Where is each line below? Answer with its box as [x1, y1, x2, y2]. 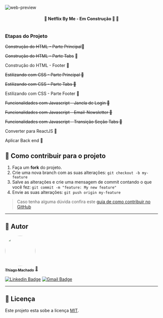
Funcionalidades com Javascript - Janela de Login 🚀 [5, 100, 110, 106]
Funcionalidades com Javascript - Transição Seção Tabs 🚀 [5, 119, 123, 125]
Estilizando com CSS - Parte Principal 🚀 [5, 72, 84, 78]
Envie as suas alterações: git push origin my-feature [12, 189, 121, 195]
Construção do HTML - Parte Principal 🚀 [5, 44, 85, 49]
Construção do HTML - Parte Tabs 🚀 [5, 53, 78, 59]
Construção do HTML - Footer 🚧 [5, 63, 69, 68]
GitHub [16, 204, 32, 209]
